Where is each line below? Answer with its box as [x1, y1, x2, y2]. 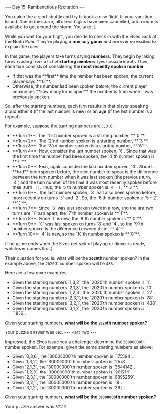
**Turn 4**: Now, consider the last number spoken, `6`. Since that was [12, 148, 156, 154]
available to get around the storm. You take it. [5, 24, 97, 30]
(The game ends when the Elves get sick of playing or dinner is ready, [5, 241, 145, 246]
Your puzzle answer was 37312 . [5, 404, 68, 409]
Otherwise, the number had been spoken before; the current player [12, 83, 147, 89]
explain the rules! [5, 44, 40, 49]
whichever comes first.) [5, 246, 53, 251]
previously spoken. [12, 94, 51, 100]
